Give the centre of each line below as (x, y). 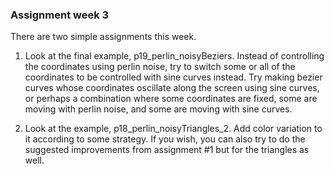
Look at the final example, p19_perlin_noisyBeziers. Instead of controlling (174, 56)
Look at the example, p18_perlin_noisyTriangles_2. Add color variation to (173, 129)
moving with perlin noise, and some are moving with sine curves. (158, 109)
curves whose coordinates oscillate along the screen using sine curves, (172, 88)
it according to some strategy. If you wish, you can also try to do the (165, 139)
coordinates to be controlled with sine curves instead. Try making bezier (173, 77)
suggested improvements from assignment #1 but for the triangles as (167, 150)
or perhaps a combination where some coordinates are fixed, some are (171, 99)
